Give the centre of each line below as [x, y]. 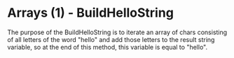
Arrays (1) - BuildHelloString [90, 13]
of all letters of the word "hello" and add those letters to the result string [111, 39]
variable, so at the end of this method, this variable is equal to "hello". [108, 47]
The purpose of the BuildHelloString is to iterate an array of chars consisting [117, 32]
